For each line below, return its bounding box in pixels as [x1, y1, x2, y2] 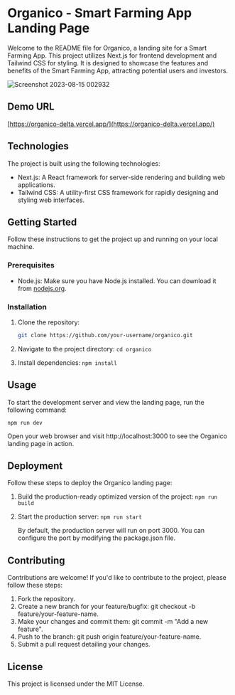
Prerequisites [7, 260, 55, 270]
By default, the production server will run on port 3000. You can [17, 526, 205, 535]
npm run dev [7, 419, 43, 426]
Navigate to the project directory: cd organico [17, 344, 152, 353]
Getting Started [7, 216, 77, 228]
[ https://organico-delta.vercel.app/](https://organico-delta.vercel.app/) [7, 120, 215, 128]
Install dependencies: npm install [17, 358, 117, 367]
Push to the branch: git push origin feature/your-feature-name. [17, 632, 202, 641]
